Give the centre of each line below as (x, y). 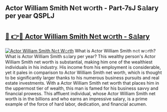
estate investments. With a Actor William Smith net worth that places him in (82, 83)
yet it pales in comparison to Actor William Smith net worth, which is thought (83, 72)
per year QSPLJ (30, 16)
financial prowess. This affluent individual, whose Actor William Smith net (80, 93)
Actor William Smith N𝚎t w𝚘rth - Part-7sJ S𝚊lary (82, 8)
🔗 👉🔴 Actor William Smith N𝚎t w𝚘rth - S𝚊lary (78, 36)
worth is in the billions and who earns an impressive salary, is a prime (77, 99)
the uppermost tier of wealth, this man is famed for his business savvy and (82, 88)
